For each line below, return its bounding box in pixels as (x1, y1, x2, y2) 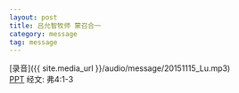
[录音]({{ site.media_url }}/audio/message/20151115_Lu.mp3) (9, 63, 231, 74)
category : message (9, 29, 78, 38)
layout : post (9, 12, 58, 22)
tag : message (9, 37, 58, 47)
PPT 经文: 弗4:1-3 (9, 74, 74, 85)
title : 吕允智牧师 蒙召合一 (9, 21, 102, 30)
